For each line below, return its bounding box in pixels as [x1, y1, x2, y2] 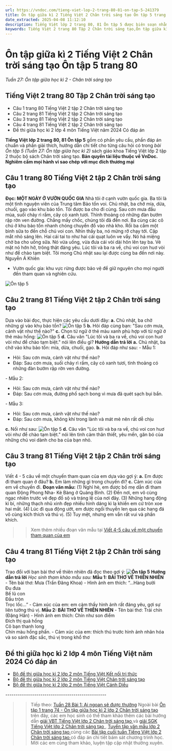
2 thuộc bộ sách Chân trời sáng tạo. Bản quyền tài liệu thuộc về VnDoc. [5, 153, 158, 159]
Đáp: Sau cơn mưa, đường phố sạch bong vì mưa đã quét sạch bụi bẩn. [12, 391, 163, 397]
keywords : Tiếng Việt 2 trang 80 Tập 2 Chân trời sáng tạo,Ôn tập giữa [5, 27, 161, 32]
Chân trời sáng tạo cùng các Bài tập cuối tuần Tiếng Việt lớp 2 [30, 728, 162, 735]
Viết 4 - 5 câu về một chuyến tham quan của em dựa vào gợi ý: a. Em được [5, 473, 163, 479]
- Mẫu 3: [5, 400, 24, 407]
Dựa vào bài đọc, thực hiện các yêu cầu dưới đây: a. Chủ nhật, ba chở [5, 317, 153, 323]
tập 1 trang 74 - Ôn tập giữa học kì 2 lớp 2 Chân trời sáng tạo [30, 707, 159, 713]
